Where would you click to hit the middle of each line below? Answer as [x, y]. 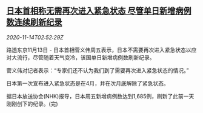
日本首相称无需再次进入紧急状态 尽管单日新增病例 [99, 11]
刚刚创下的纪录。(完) [32, 104]
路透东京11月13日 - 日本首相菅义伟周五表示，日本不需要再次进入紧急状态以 [99, 50]
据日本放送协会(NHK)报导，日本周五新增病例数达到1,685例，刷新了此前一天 [100, 96]
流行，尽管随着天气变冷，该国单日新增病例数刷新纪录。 [86, 57]
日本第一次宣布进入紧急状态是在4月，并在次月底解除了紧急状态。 [88, 83]
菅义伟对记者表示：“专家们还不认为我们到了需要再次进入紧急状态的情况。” [98, 70]
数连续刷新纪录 [34, 22]
